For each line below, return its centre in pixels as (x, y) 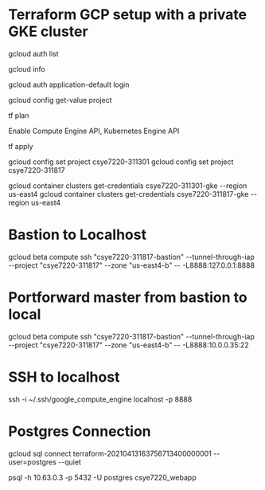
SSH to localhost (64, 377)
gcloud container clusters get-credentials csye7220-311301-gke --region (128, 186)
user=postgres (33, 462)
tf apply (21, 146)
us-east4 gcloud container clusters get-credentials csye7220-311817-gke (129, 194)
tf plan (19, 115)
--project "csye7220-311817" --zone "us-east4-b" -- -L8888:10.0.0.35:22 (129, 345)
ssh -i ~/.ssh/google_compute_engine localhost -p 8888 (100, 399)
